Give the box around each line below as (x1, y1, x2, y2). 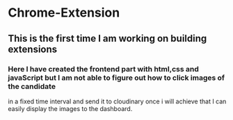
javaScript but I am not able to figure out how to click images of (8, 73, 225, 83)
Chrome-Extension (8, 5, 120, 21)
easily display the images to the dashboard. (8, 104, 133, 112)
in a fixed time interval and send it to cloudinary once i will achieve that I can (8, 97, 227, 105)
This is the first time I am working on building (8, 33, 207, 44)
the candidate (8, 81, 56, 91)
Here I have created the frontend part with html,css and (8, 64, 199, 74)
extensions (8, 43, 58, 55)
